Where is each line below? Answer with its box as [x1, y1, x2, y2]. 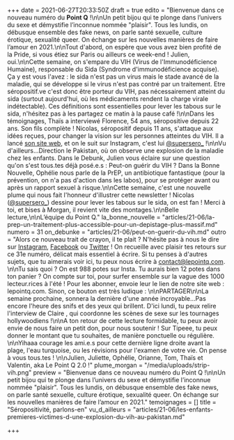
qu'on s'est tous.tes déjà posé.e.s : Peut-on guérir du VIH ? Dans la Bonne [7, 162, 220, 169]
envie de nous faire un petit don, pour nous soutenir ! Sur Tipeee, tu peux [7, 324, 218, 332]
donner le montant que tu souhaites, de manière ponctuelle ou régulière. [7, 331, 214, 340]
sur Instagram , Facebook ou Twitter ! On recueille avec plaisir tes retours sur [7, 243, 226, 251]
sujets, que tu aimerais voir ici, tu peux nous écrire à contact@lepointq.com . [7, 258, 226, 265]
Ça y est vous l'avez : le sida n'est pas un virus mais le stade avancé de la [7, 72, 219, 81]
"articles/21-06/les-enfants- [132, 405, 214, 414]
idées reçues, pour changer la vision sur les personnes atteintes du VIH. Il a [7, 132, 224, 140]
